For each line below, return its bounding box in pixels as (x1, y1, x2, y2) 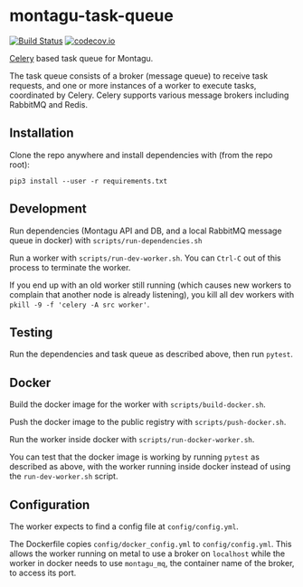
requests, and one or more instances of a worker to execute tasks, (9, 80, 257, 90)
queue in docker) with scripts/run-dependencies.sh (9, 234, 203, 245)
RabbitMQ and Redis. (9, 99, 89, 109)
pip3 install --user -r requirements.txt (9, 176, 168, 185)
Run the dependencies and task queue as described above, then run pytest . (9, 349, 294, 360)
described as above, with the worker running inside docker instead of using (9, 461, 291, 472)
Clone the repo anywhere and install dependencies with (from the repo (9, 149, 273, 160)
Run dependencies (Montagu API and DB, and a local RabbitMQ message (9, 225, 282, 236)
